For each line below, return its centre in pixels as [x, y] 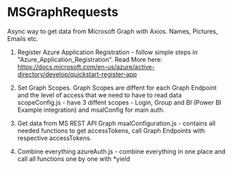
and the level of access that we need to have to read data [99, 95]
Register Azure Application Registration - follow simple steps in [107, 52]
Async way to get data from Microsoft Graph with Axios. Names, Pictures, [113, 31]
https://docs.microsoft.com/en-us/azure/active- [86, 67]
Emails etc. [23, 38]
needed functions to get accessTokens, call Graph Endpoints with [111, 130]
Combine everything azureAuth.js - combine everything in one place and [121, 151]
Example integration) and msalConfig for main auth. [91, 110]
